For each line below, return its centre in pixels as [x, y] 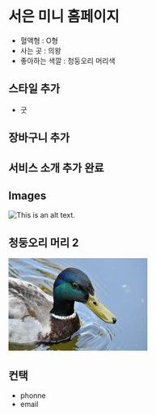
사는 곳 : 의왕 [41, 50]
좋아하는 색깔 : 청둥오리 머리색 [67, 61]
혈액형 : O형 [39, 40]
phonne [33, 395]
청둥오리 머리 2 [44, 242]
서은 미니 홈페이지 [64, 17]
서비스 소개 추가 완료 [56, 168]
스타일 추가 [34, 89]
